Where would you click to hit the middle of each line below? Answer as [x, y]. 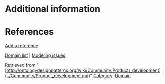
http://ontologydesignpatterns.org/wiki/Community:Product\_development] [83, 70]
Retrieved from [20, 65]
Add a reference [22, 46]
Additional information [53, 9]
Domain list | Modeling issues [35, 55]
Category [103, 76]
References [29, 32]
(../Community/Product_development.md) [48, 76]
